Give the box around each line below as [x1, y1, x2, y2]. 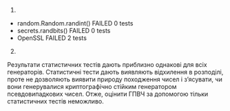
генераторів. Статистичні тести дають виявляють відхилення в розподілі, [7, 68, 224, 76]
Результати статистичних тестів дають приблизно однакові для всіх [7, 61, 208, 68]
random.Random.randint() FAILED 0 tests [17, 19, 134, 27]
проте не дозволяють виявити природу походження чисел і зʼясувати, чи [7, 75, 222, 83]
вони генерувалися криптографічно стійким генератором [7, 83, 177, 90]
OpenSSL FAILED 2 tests [17, 34, 87, 42]
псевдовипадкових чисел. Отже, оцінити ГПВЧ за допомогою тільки [7, 90, 209, 98]
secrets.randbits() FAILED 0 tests [17, 27, 111, 34]
